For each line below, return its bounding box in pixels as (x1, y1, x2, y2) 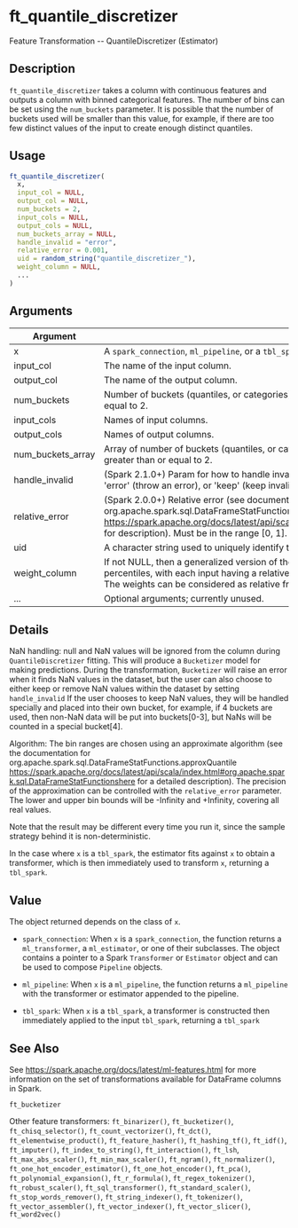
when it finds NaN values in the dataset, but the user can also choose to (9, 674, 273, 685)
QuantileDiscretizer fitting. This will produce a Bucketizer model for (9, 655, 261, 666)
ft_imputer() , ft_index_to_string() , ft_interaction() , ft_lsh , (9, 1145, 239, 1155)
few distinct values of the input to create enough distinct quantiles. (9, 122, 253, 133)
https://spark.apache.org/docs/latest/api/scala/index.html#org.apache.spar (9, 767, 286, 777)
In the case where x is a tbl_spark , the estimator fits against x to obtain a (9, 848, 276, 859)
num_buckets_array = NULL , (17, 229, 117, 239)
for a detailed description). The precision (137, 776, 286, 787)
